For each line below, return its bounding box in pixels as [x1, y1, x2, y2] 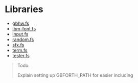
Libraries [5, 4, 43, 15]
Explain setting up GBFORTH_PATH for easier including [17, 72, 133, 78]
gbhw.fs [12, 20, 29, 26]
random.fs [12, 36, 34, 43]
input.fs [12, 31, 29, 37]
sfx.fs [12, 41, 25, 48]
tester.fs [12, 52, 30, 59]
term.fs [12, 47, 28, 53]
